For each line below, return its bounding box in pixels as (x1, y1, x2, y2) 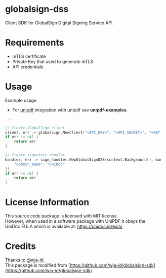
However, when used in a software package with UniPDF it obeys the (5, 218, 146, 224)
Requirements (5, 37, 64, 48)
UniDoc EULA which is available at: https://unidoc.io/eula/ (5, 223, 123, 230)
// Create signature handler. (5, 153, 68, 158)
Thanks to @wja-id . (5, 257, 45, 263)
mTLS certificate (12, 53, 46, 59)
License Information (5, 197, 89, 208)
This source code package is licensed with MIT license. (5, 213, 118, 219)
